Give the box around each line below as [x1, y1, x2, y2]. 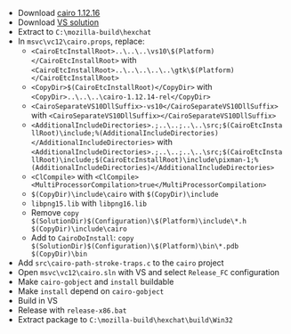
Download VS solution [17, 17, 100, 28]
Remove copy [30, 208, 80, 217]
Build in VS [17, 296, 58, 305]
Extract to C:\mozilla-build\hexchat [17, 27, 151, 37]
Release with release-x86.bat [17, 305, 127, 315]
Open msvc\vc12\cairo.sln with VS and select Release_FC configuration [17, 267, 280, 277]
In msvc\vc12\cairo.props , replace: [17, 36, 145, 46]
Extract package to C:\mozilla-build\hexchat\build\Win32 [17, 314, 233, 324]
